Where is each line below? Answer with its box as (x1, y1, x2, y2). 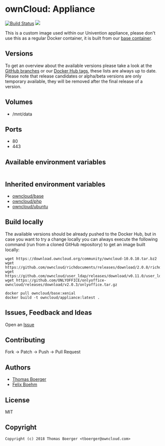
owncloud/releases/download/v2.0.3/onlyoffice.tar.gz (5, 282, 118, 287)
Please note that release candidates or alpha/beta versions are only (5, 73, 141, 79)
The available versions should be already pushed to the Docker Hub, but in (5, 231, 156, 237)
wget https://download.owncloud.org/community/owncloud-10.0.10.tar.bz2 (5, 256, 157, 261)
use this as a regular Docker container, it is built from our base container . (5, 35, 152, 41)
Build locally (5, 218, 44, 226)
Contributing (5, 336, 45, 344)
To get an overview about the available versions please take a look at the (5, 63, 152, 69)
